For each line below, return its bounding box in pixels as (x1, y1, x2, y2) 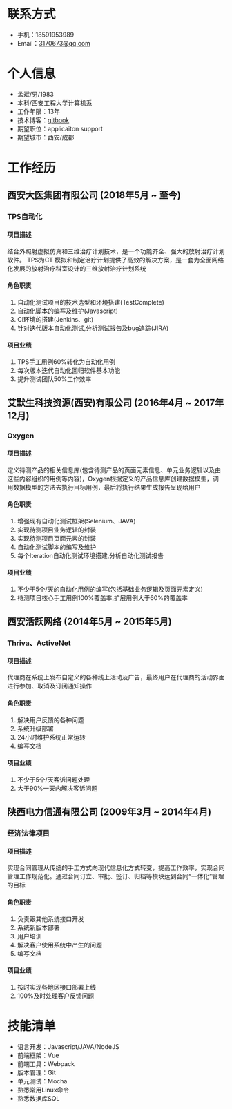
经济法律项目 (7, 829, 50, 838)
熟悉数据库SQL (17, 1094, 60, 1102)
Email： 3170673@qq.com (17, 39, 91, 47)
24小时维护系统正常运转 (17, 733, 86, 741)
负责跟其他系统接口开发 (17, 914, 84, 923)
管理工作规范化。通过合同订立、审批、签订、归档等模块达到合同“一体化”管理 (7, 872, 224, 880)
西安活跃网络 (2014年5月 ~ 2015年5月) (7, 616, 173, 628)
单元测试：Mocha (17, 1077, 68, 1085)
